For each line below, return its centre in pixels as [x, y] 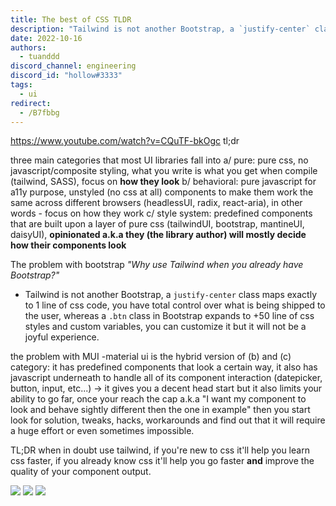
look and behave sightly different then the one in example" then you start [160, 410]
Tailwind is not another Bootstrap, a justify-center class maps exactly [170, 295]
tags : [21, 85]
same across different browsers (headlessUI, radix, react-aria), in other [156, 203]
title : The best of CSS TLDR [71, 19]
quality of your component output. [81, 472]
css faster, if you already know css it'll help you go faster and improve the [162, 461]
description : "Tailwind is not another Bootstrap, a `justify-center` [160, 29]
